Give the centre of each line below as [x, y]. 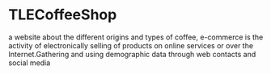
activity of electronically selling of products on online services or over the [131, 45]
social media [30, 63]
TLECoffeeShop [63, 15]
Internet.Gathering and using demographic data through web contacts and [132, 54]
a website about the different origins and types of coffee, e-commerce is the [136, 37]
